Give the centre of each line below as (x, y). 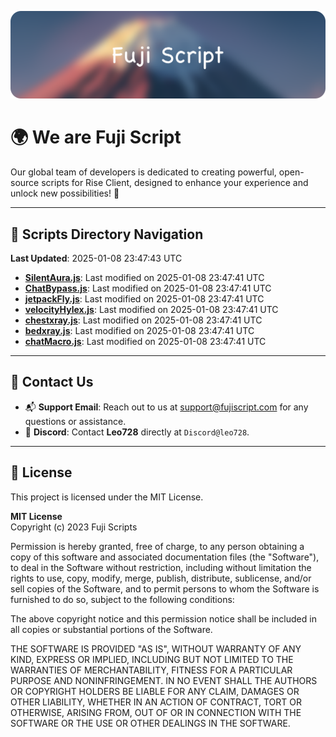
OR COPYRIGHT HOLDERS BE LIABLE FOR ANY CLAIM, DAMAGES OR (155, 691)
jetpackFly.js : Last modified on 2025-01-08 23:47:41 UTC (144, 299)
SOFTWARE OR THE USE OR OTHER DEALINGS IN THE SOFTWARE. (150, 723)
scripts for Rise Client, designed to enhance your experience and (175, 183)
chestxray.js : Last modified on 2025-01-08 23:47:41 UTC (143, 320)
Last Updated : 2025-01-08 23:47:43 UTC (96, 258)
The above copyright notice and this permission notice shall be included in (163, 618)
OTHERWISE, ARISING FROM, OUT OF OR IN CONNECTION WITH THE (156, 712)
